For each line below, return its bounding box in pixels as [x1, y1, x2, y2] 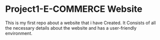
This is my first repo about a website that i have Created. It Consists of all [5, 20, 156, 26]
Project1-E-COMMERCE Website [5, 3, 142, 15]
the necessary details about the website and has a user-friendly [5, 25, 136, 31]
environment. [5, 30, 32, 36]
